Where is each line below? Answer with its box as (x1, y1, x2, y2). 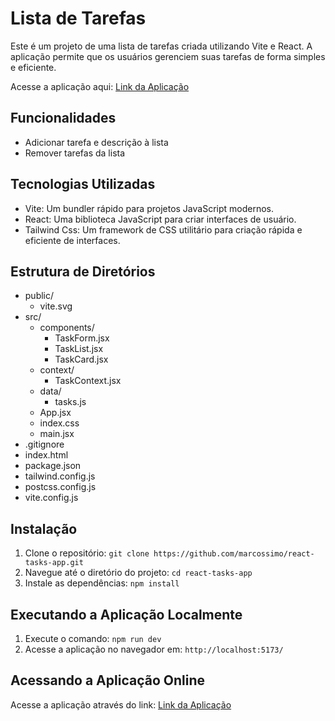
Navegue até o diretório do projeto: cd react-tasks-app (24, 567, 253, 579)
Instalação (10, 520, 78, 537)
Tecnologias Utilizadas (10, 176, 156, 193)
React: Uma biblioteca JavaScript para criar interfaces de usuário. (24, 213, 297, 225)
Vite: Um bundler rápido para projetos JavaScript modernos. (24, 202, 275, 214)
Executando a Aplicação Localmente (10, 606, 243, 623)
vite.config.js (24, 492, 79, 504)
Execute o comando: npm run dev (24, 633, 162, 644)
